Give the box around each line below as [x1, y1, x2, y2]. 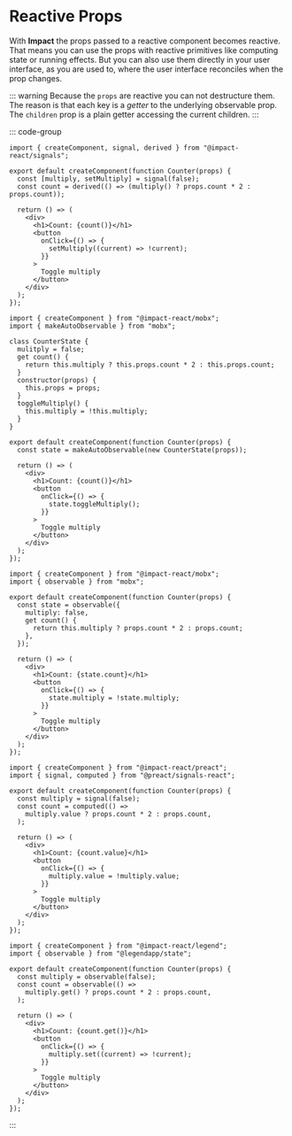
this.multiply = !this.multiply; [25, 406, 149, 415]
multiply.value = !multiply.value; [48, 871, 180, 880]
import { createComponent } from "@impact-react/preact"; [9, 763, 227, 772]
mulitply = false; [17, 344, 86, 353]
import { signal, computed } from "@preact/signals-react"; [9, 770, 236, 780]
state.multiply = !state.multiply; [48, 693, 180, 702]
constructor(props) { [17, 375, 97, 384]
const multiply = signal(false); [17, 794, 141, 803]
